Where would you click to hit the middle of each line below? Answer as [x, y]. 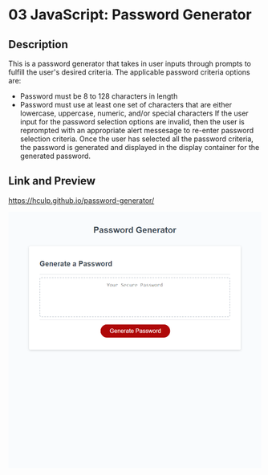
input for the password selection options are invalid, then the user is [132, 122]
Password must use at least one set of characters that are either [126, 105]
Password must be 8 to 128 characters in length [99, 96]
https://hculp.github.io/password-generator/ [81, 200]
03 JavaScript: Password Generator [130, 15]
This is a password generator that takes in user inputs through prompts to [130, 63]
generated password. [55, 156]
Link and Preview [52, 181]
